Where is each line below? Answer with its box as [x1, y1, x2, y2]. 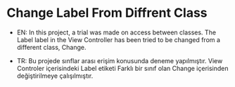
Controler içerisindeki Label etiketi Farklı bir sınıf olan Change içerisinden [16, 64, 229, 72]
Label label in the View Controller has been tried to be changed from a [16, 35, 221, 43]
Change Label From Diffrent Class [6, 5, 208, 21]
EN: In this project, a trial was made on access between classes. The [16, 28, 216, 36]
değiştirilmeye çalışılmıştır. [16, 72, 94, 80]
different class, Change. [16, 43, 87, 51]
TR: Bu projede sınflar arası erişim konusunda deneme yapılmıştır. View [16, 56, 223, 65]
